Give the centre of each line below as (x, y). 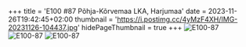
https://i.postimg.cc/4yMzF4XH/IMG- (177, 19)
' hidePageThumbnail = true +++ (130, 27)
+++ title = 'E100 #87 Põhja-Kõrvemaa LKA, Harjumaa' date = (107, 11)
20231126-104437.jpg (43, 27)
